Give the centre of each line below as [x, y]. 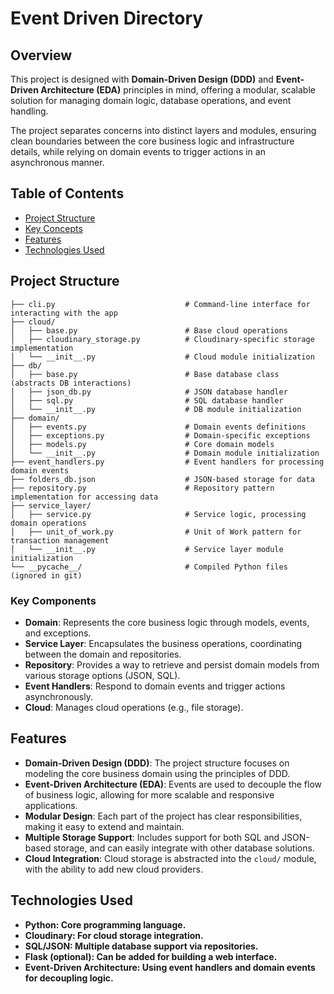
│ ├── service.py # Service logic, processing [158, 514]
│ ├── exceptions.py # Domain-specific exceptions [160, 435]
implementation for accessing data [84, 497]
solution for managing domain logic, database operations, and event [151, 100]
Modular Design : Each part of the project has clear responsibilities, [163, 816]
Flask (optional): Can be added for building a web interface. [151, 956]
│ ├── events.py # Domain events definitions [158, 427]
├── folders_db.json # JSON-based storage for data [162, 479]
